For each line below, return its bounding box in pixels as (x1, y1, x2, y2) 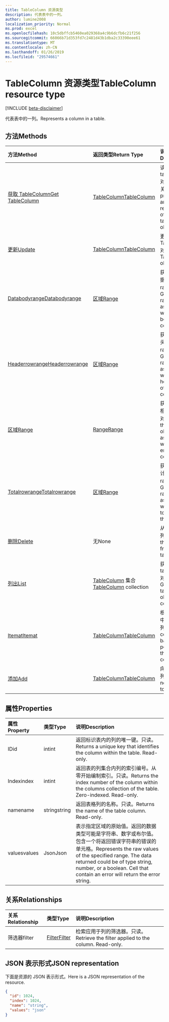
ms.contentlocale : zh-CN (5, 45, 57, 50)
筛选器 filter (8, 934, 34, 941)
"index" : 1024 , (10, 998, 42, 1003)
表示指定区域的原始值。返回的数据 (75, 822, 157, 829)
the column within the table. (75, 749, 141, 756)
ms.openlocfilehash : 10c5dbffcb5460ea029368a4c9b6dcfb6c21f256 (5, 31, 141, 36)
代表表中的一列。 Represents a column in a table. (5, 115, 106, 122)
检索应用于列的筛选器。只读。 (75, 928, 146, 935)
